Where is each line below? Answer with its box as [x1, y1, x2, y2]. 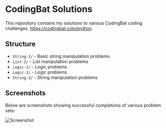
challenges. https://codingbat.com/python [5, 25, 92, 31]
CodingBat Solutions [5, 3, 92, 15]
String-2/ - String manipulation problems [12, 74, 98, 80]
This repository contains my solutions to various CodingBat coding [5, 20, 142, 26]
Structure [5, 40, 36, 48]
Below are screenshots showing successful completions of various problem [5, 102, 161, 108]
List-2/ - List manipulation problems [12, 58, 88, 64]
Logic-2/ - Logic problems [12, 69, 67, 75]
